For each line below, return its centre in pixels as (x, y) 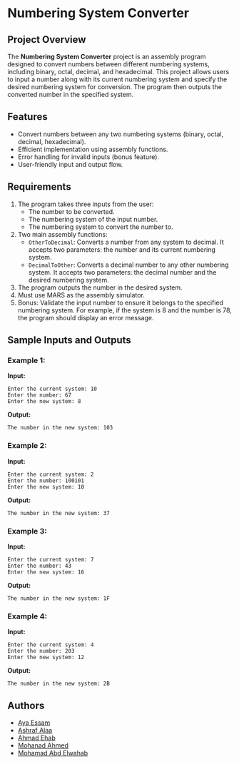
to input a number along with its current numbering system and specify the (117, 79)
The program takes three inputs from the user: (86, 204)
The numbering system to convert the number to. (101, 227)
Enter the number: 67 (40, 395)
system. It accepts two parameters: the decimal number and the (122, 272)
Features (27, 117)
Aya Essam (34, 723)
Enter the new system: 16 (46, 572)
